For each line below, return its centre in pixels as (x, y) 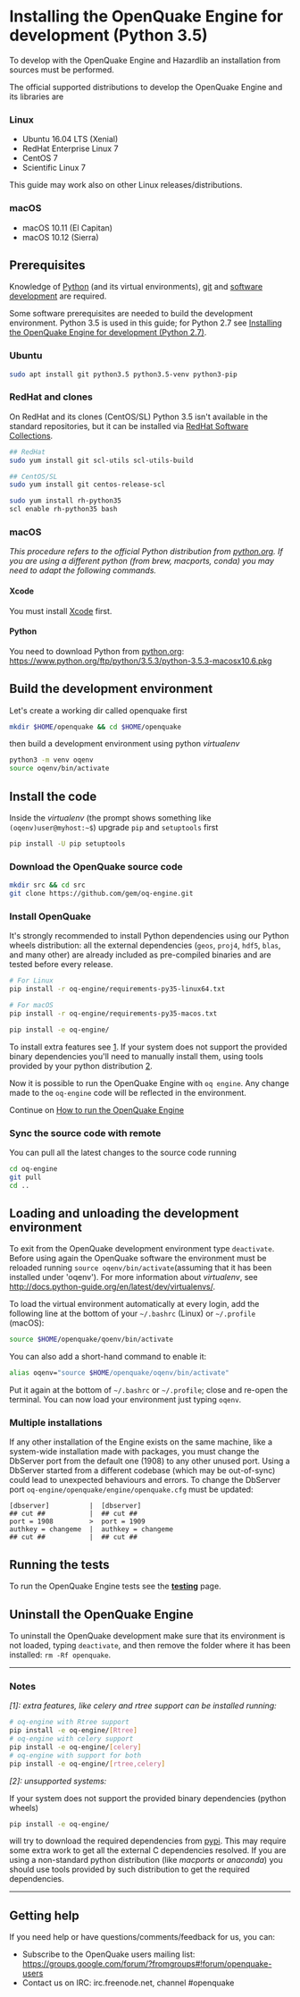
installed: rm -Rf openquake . (60, 1655)
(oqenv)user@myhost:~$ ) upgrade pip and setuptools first (114, 828)
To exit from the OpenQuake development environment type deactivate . (142, 1249)
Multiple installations (56, 1423)
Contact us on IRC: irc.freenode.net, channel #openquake (128, 1983)
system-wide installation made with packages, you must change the (134, 1452)
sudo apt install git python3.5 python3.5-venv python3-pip (124, 374)
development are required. (58, 296)
